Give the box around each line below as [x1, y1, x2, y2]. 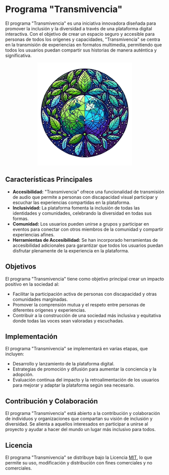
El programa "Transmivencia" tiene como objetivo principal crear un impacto [5, 276, 164, 282]
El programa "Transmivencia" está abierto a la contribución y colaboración [5, 410, 160, 416]
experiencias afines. [12, 231, 55, 238]
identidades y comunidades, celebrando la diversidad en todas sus [12, 210, 152, 216]
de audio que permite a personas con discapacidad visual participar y [12, 194, 158, 200]
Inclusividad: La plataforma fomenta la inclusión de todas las [12, 204, 140, 210]
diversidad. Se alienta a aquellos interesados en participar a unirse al [5, 421, 148, 427]
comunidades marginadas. [12, 296, 68, 302]
